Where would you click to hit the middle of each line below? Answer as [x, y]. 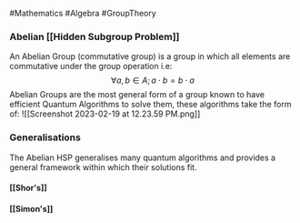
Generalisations [45, 137]
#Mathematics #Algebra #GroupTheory [83, 13]
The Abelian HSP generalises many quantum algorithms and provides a [142, 157]
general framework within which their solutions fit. [103, 167]
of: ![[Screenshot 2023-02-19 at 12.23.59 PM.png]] [105, 114]
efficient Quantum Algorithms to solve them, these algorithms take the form [150, 105]
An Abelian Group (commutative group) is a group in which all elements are [150, 56]
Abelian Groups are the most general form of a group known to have [137, 95]
